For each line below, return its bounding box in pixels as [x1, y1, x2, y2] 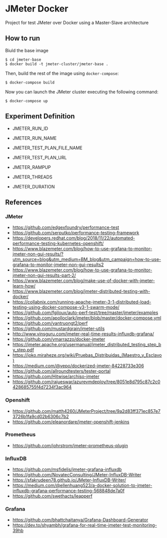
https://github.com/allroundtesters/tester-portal [12, 368, 111, 374]
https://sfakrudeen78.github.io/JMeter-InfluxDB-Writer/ [12, 477, 126, 483]
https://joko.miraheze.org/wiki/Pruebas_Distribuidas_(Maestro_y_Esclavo [12, 352, 162, 358]
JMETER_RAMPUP [12, 164, 51, 170]
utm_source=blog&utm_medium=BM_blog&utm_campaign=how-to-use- [12, 256, 161, 262]
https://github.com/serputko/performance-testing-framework [12, 230, 139, 236]
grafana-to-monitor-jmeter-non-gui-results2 [12, 261, 104, 268]
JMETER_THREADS [12, 174, 52, 180]
